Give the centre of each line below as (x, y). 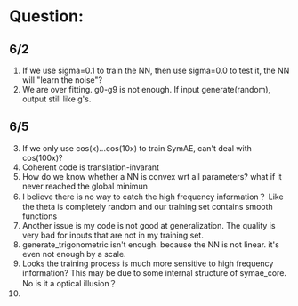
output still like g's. (56, 99)
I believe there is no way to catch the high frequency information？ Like (153, 197)
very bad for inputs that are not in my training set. (113, 235)
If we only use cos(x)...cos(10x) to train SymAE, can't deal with (137, 148)
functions (40, 216)
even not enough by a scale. (74, 254)
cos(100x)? (42, 157)
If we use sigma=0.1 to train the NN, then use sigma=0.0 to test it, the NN (156, 70)
